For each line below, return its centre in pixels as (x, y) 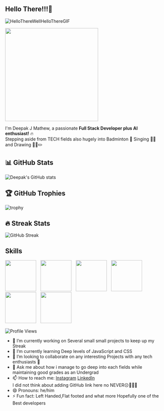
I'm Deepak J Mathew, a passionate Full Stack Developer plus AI (71, 128)
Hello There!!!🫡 (29, 9)
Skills (14, 251)
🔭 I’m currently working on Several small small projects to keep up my (83, 341)
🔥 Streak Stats (28, 223)
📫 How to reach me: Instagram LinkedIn (54, 378)
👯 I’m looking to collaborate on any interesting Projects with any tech (82, 357)
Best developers (29, 403)
